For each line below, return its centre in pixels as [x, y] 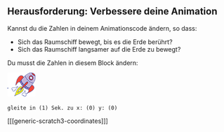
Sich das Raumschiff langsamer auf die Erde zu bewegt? [99, 49]
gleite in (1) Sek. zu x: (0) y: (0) [62, 108]
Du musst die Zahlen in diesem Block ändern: [73, 63]
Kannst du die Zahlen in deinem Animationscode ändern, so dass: [102, 28]
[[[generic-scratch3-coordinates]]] [58, 121]
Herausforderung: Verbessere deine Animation [112, 12]
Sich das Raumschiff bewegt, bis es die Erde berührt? [95, 42]
